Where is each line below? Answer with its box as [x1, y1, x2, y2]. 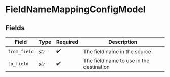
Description [108, 39, 138, 45]
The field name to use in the [83, 57, 150, 64]
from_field [8, 49, 34, 54]
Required [56, 39, 78, 45]
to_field [8, 61, 29, 66]
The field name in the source [83, 48, 152, 55]
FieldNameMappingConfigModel [5, 4, 146, 15]
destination [83, 64, 110, 70]
